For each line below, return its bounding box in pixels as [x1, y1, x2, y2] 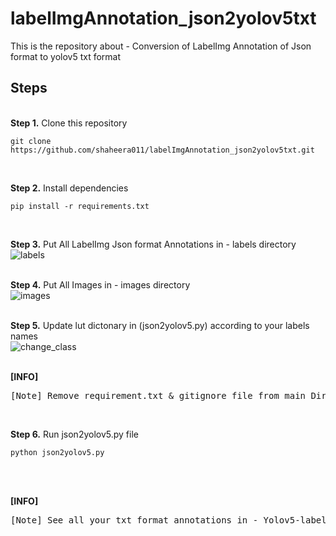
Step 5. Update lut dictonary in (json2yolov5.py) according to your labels [10, 319, 310, 331]
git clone [10, 136, 52, 146]
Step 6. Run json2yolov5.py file [10, 428, 139, 440]
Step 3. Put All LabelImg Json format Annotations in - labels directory [10, 238, 297, 250]
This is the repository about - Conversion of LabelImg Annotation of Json [10, 40, 312, 52]
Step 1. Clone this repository [10, 117, 128, 129]
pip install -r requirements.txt [10, 201, 150, 211]
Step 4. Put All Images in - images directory [10, 278, 191, 291]
